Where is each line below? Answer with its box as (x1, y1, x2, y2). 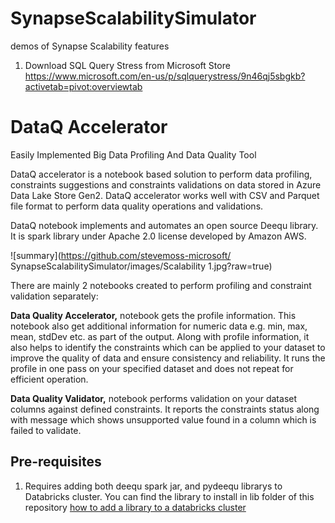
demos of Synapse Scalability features (10, 40, 170, 52)
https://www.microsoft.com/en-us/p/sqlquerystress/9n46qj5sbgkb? (24, 70, 306, 82)
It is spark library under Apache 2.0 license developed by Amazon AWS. (10, 230, 307, 242)
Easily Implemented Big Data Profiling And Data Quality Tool (10, 148, 257, 161)
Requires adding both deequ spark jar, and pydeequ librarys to (24, 480, 283, 492)
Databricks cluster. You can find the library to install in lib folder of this (24, 490, 315, 502)
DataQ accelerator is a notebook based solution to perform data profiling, (10, 168, 313, 180)
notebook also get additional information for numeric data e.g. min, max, (10, 320, 308, 332)
